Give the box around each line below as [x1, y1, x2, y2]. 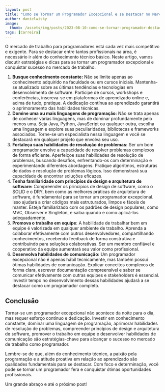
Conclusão [5, 297, 39, 305]
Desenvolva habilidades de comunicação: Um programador [12, 252, 136, 257]
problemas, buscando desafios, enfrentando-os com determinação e [12, 158, 152, 163]
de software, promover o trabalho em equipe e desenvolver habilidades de [5, 331, 156, 336]
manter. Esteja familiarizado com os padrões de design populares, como [12, 204, 159, 210]
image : [5, 21, 19, 26]
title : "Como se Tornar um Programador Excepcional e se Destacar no [5, 12, 151, 17]
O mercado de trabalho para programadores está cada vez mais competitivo [5, 44, 160, 49]
